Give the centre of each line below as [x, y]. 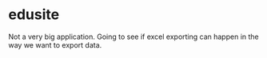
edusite [34, 15]
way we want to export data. [55, 44]
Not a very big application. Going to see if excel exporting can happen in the [134, 37]
